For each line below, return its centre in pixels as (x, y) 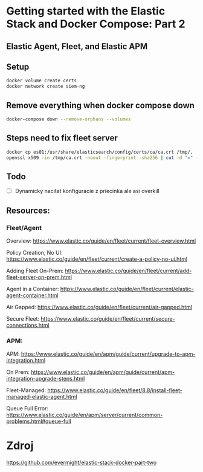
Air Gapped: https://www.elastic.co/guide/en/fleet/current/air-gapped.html (99, 307)
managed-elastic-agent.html (42, 397)
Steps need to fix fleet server (62, 138)
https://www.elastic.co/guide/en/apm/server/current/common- (85, 415)
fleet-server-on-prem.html (39, 277)
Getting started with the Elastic (86, 11)
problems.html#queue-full (39, 421)
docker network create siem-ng (46, 87)
